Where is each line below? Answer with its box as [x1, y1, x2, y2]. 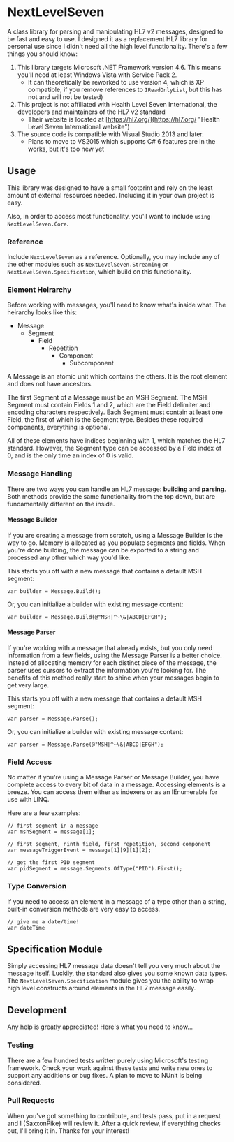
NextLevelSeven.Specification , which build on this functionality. [7, 268, 192, 276]
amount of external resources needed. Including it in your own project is [7, 191, 215, 199]
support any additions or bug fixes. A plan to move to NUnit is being [7, 1071, 203, 1079]
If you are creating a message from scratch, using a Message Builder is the [7, 531, 224, 539]
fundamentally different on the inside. [7, 499, 115, 508]
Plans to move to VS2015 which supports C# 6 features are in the [27, 137, 216, 145]
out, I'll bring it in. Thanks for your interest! [7, 1126, 130, 1135]
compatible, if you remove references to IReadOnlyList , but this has [27, 85, 223, 94]
